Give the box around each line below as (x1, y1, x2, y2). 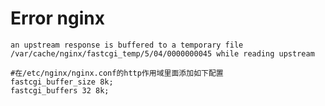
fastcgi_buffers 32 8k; (10, 85, 110, 96)
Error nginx (10, 7, 105, 30)
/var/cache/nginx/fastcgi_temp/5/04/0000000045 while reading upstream (10, 48, 315, 59)
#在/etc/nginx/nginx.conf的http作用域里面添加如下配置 (10, 68, 224, 78)
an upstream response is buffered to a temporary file (10, 40, 244, 50)
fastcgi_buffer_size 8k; (10, 77, 114, 87)
